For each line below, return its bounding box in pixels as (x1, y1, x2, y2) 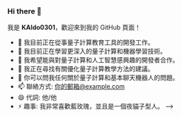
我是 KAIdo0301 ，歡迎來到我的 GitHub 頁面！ (7, 23, 142, 32)
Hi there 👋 (7, 6, 42, 16)
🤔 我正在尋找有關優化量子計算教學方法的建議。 (17, 65, 154, 73)
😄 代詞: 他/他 (17, 93, 57, 101)
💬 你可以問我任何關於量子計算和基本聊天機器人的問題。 (17, 73, 179, 82)
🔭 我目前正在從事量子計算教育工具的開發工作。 (17, 38, 154, 47)
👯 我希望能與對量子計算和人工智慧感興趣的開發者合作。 (17, 56, 179, 64)
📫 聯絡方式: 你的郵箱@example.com (17, 82, 125, 91)
